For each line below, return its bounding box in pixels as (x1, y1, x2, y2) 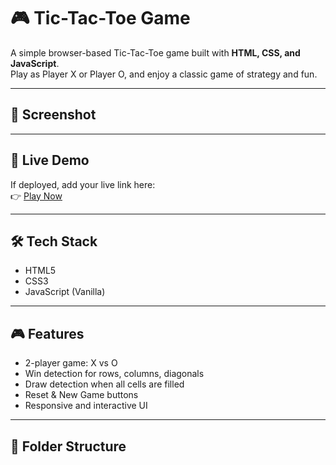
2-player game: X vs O (24, 357, 118, 369)
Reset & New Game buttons (24, 389, 139, 401)
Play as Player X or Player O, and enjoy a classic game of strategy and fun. (10, 68, 318, 80)
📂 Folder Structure (10, 438, 127, 455)
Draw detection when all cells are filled (24, 378, 185, 390)
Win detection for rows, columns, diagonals (24, 368, 205, 380)
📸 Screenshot (10, 106, 97, 124)
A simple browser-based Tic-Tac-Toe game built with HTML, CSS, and (10, 46, 301, 59)
